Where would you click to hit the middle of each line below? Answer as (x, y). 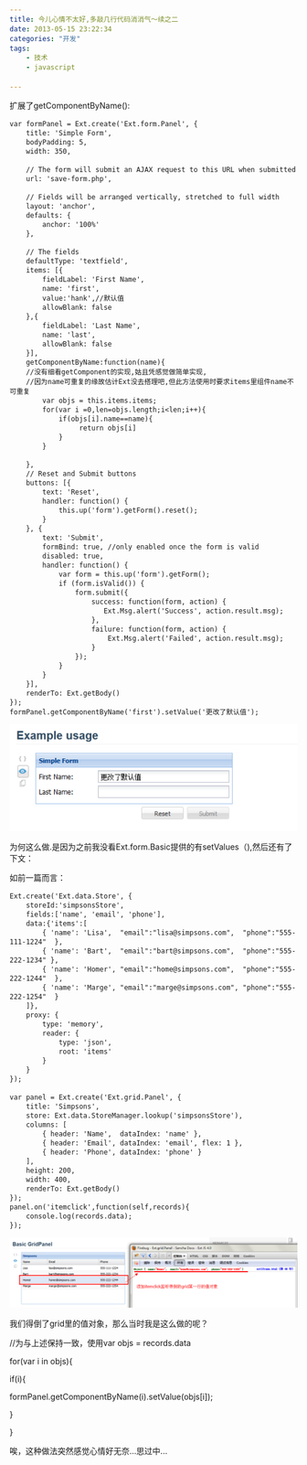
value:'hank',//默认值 (84, 298)
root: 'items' (85, 1052)
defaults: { (48, 215)
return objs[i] (108, 428)
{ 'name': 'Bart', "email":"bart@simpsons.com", (138, 951)
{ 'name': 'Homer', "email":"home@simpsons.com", (138, 969)
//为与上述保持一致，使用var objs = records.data (101, 1343)
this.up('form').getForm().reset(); (128, 510)
